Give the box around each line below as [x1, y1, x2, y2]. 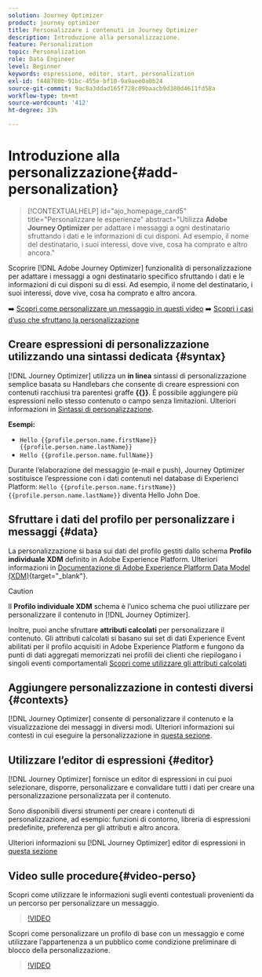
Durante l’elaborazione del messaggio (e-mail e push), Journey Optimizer [8, 465, 245, 475]
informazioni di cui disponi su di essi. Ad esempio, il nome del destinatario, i [8, 279, 253, 289]
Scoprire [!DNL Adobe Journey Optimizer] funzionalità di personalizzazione [8, 263, 253, 272]
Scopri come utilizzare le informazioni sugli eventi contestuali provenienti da [8, 890, 254, 899]
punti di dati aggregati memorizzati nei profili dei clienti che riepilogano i [8, 650, 242, 659]
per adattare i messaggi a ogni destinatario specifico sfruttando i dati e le [8, 272, 245, 281]
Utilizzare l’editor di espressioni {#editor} [8, 753, 214, 767]
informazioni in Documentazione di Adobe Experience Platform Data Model [8, 563, 251, 572]
